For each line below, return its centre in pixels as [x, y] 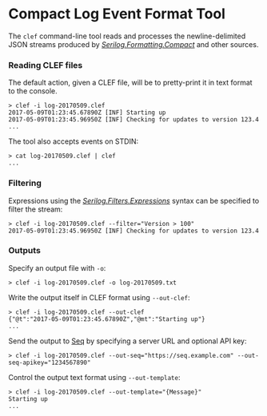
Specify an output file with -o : [57, 267]
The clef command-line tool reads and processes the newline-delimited [127, 36]
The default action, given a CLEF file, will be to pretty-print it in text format [131, 83]
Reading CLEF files [46, 65]
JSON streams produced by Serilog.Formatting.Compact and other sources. [133, 44]
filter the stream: [36, 209]
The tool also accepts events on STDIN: [73, 141]
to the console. [33, 91]
